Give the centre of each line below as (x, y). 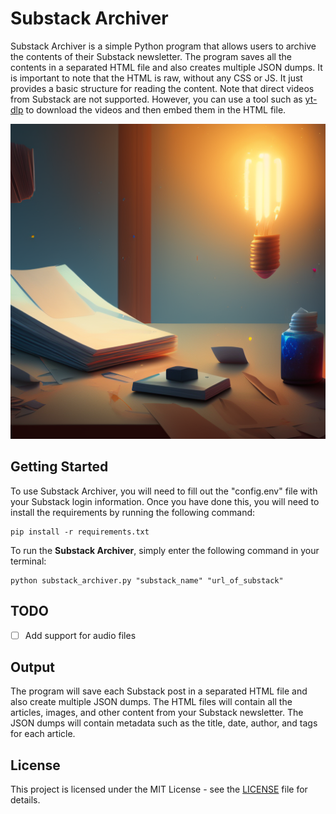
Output (32, 667)
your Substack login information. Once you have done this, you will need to (165, 501)
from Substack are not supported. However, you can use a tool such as (156, 99)
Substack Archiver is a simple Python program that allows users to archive (163, 46)
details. (25, 800)
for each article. (43, 734)
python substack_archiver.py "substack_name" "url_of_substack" (147, 580)
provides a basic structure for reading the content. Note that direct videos (162, 88)
